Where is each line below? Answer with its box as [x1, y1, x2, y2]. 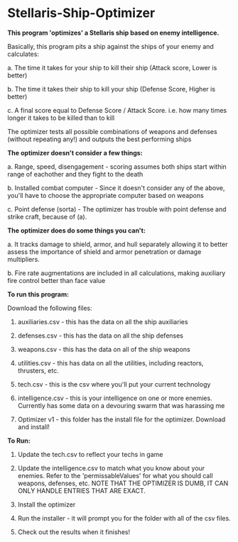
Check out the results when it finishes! [17, 527, 130, 536]
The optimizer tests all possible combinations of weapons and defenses [7, 127, 218, 135]
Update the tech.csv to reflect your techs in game [17, 450, 163, 458]
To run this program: [7, 289, 70, 299]
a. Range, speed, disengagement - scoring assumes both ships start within [7, 162, 227, 171]
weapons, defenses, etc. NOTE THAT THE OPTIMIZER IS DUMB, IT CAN [17, 479, 229, 487]
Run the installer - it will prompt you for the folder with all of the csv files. [17, 514, 231, 522]
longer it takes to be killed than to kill [7, 114, 115, 122]
